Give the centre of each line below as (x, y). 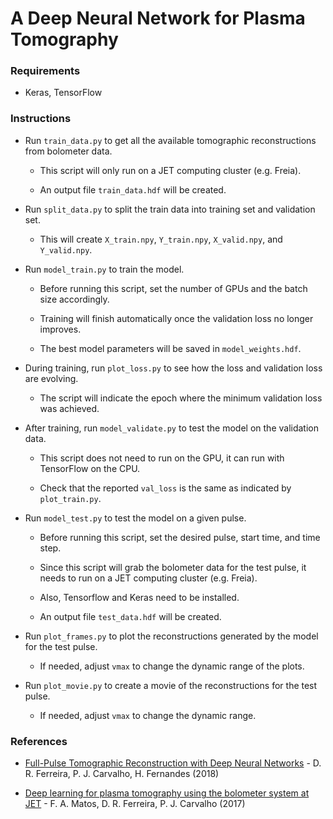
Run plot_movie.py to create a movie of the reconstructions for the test (171, 685)
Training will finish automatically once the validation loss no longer (176, 318)
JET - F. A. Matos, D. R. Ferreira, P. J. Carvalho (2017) (135, 804)
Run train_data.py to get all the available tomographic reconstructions (170, 140)
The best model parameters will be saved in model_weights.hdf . (170, 348)
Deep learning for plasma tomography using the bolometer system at (167, 793)
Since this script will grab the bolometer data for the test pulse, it (173, 567)
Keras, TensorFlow (63, 93)
